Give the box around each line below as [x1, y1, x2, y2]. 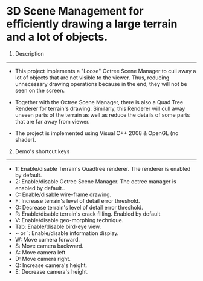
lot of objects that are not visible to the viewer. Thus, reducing [14, 74, 170, 81]
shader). [14, 136, 36, 143]
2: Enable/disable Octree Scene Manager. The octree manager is [14, 177, 176, 185]
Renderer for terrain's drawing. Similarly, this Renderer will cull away [14, 105, 185, 112]
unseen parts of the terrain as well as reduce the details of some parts [14, 111, 190, 119]
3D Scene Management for [6, 4, 144, 18]
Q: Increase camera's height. [14, 262, 88, 269]
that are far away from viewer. [14, 117, 90, 125]
